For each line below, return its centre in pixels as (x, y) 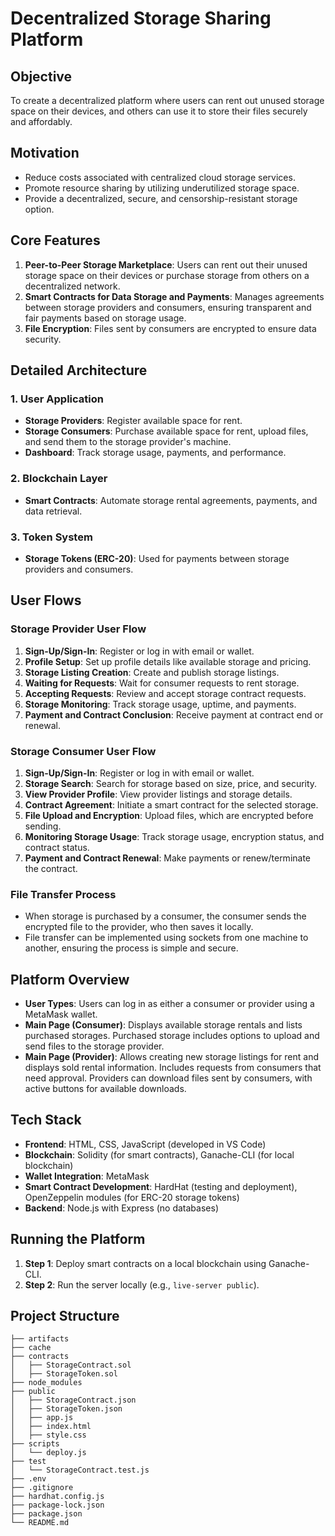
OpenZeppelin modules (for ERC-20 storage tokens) (132, 1197)
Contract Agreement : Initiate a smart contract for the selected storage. (171, 804)
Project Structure (65, 1316)
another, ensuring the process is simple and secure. (131, 948)
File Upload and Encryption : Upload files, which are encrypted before (169, 815)
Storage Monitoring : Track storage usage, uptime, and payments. (160, 704)
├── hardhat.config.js (57, 1497)
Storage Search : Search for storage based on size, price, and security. (171, 783)
